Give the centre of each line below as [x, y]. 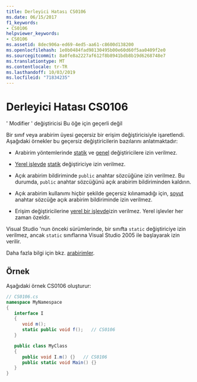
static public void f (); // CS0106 [69, 330]
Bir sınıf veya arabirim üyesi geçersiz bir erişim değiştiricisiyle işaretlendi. [96, 135]
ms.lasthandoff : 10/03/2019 [41, 72]
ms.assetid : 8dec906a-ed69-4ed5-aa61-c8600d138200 [70, 45]
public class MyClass [41, 346]
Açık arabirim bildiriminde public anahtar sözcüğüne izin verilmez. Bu [100, 176]
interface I [29, 313]
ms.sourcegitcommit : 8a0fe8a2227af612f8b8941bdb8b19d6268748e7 [86, 56]
